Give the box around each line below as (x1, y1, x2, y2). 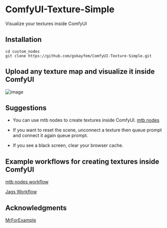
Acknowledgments (5, 203, 67, 212)
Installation (5, 35, 42, 44)
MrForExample (5, 217, 37, 223)
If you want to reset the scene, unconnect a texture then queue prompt (12, 127, 162, 133)
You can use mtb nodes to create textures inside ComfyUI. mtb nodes (12, 117, 160, 123)
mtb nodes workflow (5, 179, 49, 185)
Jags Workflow (5, 189, 37, 195)
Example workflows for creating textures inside (5, 157, 159, 166)
